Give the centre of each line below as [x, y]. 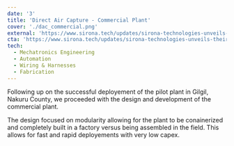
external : [22, 33]
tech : [15, 46]
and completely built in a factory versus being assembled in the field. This [113, 127]
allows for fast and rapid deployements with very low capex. [93, 135]
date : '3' [22, 14]
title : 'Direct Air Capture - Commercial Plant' [79, 20]
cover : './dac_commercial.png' [53, 26]
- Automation [32, 59]
